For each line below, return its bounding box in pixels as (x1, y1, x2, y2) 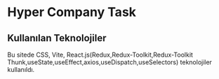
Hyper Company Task (7, 4, 137, 20)
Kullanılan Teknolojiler (7, 32, 107, 44)
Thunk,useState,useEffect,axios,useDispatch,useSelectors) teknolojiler (7, 58, 213, 66)
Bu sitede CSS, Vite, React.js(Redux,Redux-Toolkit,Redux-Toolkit (7, 50, 193, 59)
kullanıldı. (7, 66, 35, 73)
